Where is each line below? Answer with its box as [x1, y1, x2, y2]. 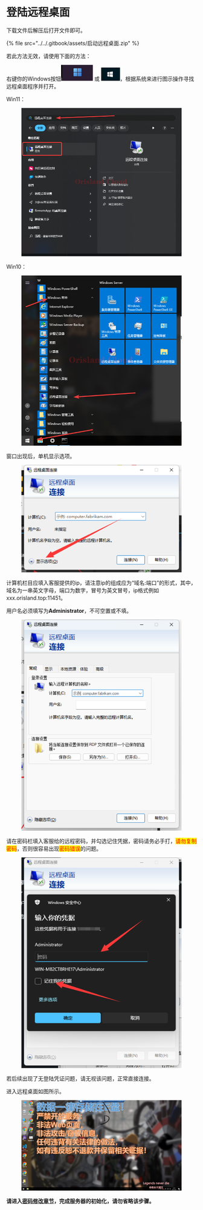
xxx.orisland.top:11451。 [6, 594, 66, 602]
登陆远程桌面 [6, 5, 71, 19]
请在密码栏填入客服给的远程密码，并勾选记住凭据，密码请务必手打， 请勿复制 [6, 837, 197, 845]
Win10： [6, 263, 27, 270]
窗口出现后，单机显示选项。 [6, 453, 76, 460]
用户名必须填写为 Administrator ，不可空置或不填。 [6, 607, 132, 615]
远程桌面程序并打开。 [6, 82, 59, 90]
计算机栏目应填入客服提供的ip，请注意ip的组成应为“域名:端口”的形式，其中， [6, 579, 196, 587]
